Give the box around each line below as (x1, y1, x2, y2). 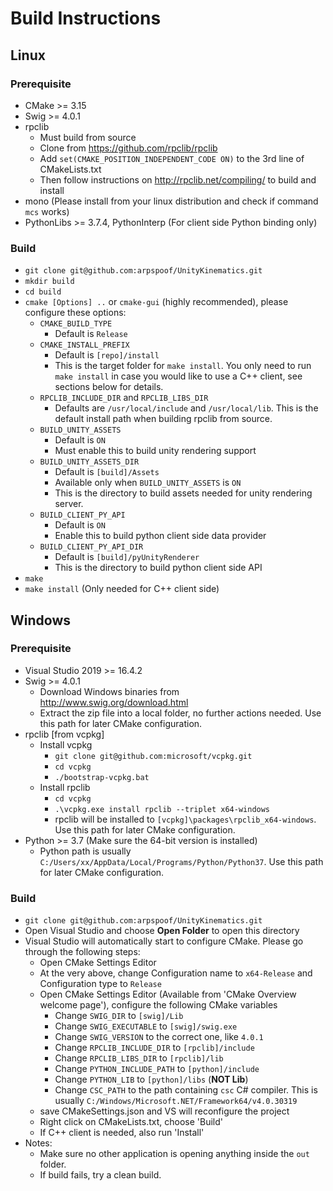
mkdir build (24, 277, 75, 287)
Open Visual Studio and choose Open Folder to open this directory (24, 925, 300, 937)
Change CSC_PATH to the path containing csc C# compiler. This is (54, 1084, 318, 1096)
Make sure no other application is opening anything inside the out (39, 1148, 310, 1160)
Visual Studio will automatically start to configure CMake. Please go (24, 935, 304, 947)
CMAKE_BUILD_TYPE (39, 319, 113, 329)
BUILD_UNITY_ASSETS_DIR (39, 457, 140, 467)
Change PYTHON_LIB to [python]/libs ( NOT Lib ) (54, 1073, 249, 1086)
